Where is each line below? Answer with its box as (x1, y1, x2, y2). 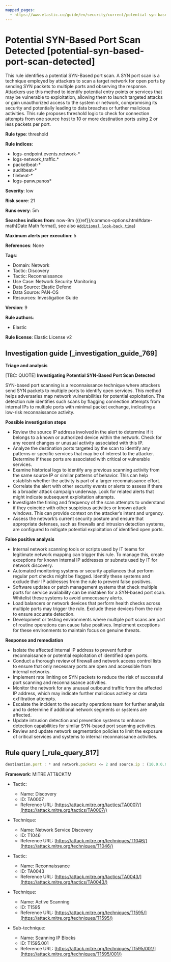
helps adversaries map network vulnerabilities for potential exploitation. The (5, 393, 164, 399)
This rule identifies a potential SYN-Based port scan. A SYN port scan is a (5, 72, 160, 79)
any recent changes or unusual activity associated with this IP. (12, 440, 144, 446)
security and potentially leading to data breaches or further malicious (5, 105, 150, 111)
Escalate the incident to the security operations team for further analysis (12, 701, 165, 707)
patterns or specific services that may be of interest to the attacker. (12, 451, 154, 457)
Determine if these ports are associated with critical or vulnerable (12, 456, 150, 462)
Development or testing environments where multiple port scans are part (12, 617, 165, 623)
